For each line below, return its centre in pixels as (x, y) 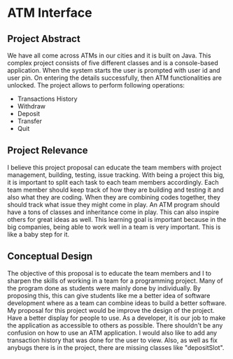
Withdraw (31, 106)
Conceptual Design (50, 256)
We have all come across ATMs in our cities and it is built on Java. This (109, 55)
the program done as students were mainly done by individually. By (104, 288)
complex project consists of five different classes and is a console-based (113, 63)
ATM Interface (50, 13)
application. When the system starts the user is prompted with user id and (114, 70)
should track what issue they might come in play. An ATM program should (114, 204)
